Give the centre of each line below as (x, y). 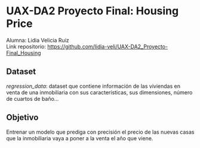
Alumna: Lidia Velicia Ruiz (38, 40)
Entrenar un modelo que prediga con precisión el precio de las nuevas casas (100, 132)
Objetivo (22, 118)
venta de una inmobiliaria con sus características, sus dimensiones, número (99, 92)
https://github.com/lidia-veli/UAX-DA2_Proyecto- (108, 47)
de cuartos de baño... (33, 98)
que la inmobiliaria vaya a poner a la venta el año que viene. (80, 138)
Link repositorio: (26, 47)
